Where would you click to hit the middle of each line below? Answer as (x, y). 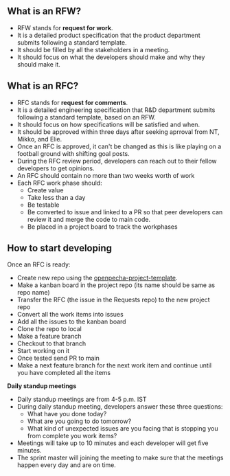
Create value (45, 190)
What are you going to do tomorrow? (79, 421)
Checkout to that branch (51, 343)
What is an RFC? (43, 86)
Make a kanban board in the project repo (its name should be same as (116, 285)
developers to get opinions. (56, 168)
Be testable (43, 205)
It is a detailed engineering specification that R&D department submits (116, 110)
